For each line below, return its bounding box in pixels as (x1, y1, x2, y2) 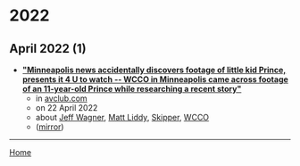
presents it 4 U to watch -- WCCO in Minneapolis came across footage (21, 74, 288, 85)
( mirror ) (35, 121, 64, 132)
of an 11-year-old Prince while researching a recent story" (21, 84, 242, 94)
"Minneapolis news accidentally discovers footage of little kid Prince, (21, 64, 287, 75)
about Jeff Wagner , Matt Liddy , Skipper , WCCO (35, 112, 210, 122)
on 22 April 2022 (35, 103, 98, 112)
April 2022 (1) (9, 41, 87, 56)
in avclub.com (35, 93, 87, 104)
